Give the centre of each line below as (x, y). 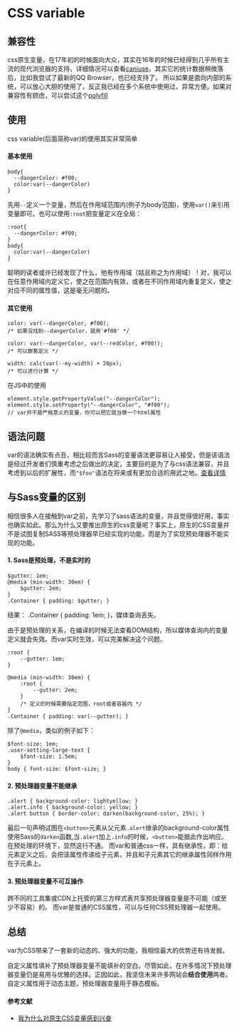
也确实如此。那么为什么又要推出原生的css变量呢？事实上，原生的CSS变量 (115, 524)
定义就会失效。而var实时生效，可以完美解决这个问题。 (87, 639)
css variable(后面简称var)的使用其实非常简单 (73, 138)
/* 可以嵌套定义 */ (33, 351)
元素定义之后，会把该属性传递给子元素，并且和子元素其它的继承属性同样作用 (119, 855)
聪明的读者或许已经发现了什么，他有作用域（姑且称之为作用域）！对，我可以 (119, 273)
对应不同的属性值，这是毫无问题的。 (60, 290)
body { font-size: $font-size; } (57, 769)
